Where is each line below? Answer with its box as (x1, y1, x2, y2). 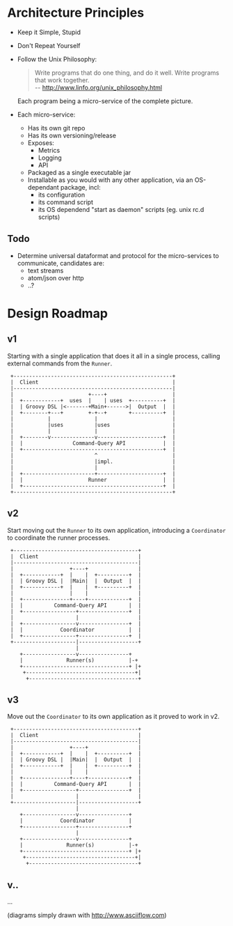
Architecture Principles (7, 5, 145, 21)
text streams (27, 266, 64, 275)
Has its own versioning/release (27, 131, 117, 139)
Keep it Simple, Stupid (17, 28, 81, 36)
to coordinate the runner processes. (7, 533, 111, 542)
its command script (38, 197, 94, 206)
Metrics (38, 146, 61, 154)
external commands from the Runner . (7, 359, 113, 367)
